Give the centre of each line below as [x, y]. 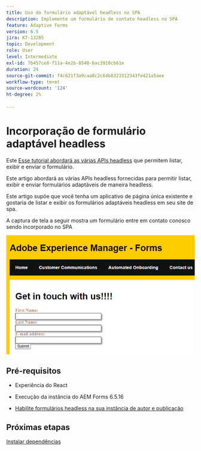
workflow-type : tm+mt [33, 82]
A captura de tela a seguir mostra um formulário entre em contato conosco [98, 220]
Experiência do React [41, 385]
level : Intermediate [32, 57]
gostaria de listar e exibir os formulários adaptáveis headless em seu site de [100, 203]
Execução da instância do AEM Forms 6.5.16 [69, 397]
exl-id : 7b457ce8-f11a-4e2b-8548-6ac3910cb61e [65, 63]
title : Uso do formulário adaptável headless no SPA [73, 13]
